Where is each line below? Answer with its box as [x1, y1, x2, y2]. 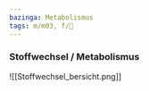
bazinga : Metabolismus [9, 12, 94, 22]
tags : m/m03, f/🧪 [9, 21, 74, 30]
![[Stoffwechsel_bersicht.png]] [9, 70, 122, 81]
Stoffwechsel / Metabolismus [9, 51, 140, 63]
